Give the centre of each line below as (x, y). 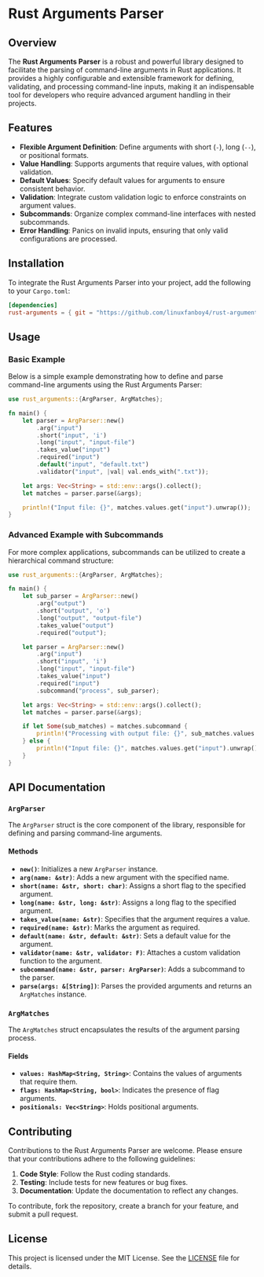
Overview (33, 43)
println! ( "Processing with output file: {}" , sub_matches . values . (147, 734)
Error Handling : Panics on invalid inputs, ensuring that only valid (124, 230)
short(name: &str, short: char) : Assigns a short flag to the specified (132, 886)
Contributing (40, 1131)
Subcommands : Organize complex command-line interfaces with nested (137, 214)
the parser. (37, 977)
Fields (18, 1056)
